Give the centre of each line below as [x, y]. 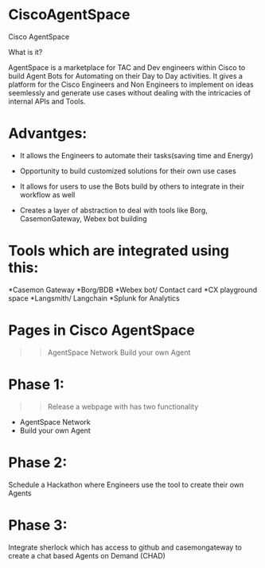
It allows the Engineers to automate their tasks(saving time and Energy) [136, 155]
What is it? [25, 52]
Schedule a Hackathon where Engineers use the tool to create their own [126, 484]
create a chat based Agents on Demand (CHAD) [87, 555]
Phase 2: [38, 462]
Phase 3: [38, 525]
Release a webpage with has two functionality [123, 407]
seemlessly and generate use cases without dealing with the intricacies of [130, 92]
